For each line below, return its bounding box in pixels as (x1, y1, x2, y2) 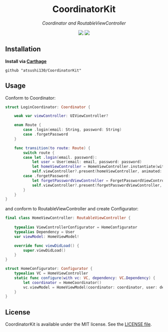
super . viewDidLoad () (23, 248, 66, 253)
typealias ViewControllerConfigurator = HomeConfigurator (14, 225, 137, 230)
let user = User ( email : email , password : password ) (31, 159, 142, 165)
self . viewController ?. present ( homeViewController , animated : (31, 169, 162, 174)
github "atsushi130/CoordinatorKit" (5, 68, 81, 73)
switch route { (23, 150, 55, 155)
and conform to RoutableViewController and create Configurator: (5, 206, 138, 212)
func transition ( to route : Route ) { (14, 145, 91, 151)
